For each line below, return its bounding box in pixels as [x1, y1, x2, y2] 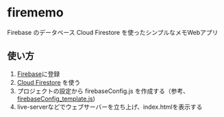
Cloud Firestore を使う [16, 78, 81, 86]
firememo [7, 5, 64, 21]
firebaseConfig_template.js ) [16, 94, 96, 103]
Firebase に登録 [16, 70, 60, 78]
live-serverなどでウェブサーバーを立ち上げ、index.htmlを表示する [16, 103, 203, 111]
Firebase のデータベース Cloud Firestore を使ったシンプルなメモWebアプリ [7, 28, 219, 36]
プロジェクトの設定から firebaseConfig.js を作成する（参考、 [16, 87, 190, 95]
